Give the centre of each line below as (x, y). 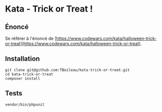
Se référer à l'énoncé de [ (31, 38)
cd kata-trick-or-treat (29, 74)
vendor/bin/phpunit (25, 104)
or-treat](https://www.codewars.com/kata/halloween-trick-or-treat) (73, 44)
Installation (22, 59)
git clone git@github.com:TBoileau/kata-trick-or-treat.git (68, 70)
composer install (23, 79)
